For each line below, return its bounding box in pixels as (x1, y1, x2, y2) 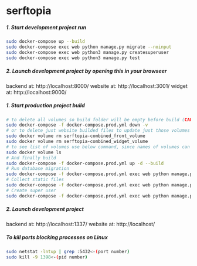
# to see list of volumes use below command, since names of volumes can (6, 144, 191, 150)
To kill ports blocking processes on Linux (6, 234, 108, 241)
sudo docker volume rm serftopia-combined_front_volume (6, 133, 145, 139)
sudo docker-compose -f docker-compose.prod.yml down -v (6, 122, 148, 128)
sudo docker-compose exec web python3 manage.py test (6, 54, 141, 61)
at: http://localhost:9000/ (6, 88, 67, 96)
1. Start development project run (6, 23, 87, 30)
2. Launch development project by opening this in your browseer (6, 67, 167, 74)
